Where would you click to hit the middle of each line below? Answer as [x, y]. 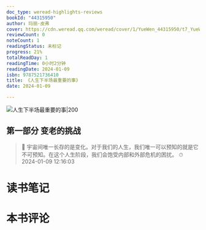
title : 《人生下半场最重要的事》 [44, 80]
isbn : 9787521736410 [33, 75]
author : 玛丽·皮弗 [28, 23]
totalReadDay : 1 [27, 58]
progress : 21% [25, 52]
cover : [15, 29]
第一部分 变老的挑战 [44, 131]
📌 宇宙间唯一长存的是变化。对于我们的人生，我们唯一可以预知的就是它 [110, 147]
